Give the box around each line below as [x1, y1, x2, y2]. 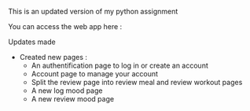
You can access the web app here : [8, 22, 123, 31]
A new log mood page [31, 86, 103, 95]
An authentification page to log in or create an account [31, 61, 208, 70]
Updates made [8, 37, 57, 46]
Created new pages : [19, 53, 88, 61]
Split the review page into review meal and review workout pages [31, 78, 243, 87]
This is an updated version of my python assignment [8, 7, 178, 16]
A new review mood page [31, 94, 115, 103]
